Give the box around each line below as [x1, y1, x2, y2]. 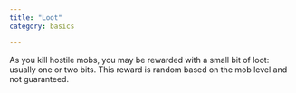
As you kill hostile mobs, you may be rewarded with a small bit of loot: [9, 54, 270, 65]
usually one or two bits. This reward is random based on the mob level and [9, 64, 288, 75]
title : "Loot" [9, 13, 63, 23]
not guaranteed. [9, 73, 70, 84]
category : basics [9, 22, 75, 31]
